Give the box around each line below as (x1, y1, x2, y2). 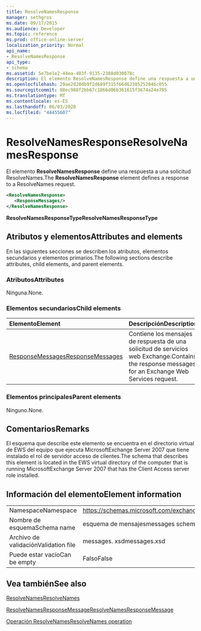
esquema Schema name (9, 523, 76, 532)
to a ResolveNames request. (6, 181, 76, 188)
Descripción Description (128, 320, 198, 328)
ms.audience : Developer (6, 25, 66, 32)
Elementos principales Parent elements (6, 393, 121, 401)
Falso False (83, 554, 113, 562)
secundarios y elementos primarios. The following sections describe (6, 254, 173, 261)
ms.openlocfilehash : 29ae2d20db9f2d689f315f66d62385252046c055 (6, 82, 167, 88)
